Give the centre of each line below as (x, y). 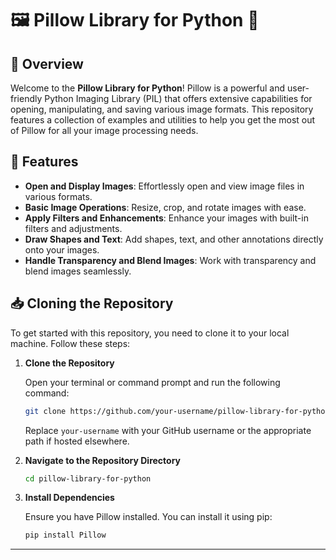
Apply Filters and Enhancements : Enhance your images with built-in (166, 218)
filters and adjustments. (73, 228)
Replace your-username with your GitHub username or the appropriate (168, 430)
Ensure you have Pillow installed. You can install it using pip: (148, 517)
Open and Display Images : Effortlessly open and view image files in (164, 186)
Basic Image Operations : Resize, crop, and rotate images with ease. (165, 207)
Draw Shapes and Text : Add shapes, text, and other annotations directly (174, 239)
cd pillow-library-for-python (88, 478)
